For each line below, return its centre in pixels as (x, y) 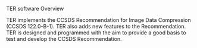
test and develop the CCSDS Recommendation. (64, 39)
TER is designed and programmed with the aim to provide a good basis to (96, 33)
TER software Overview (35, 9)
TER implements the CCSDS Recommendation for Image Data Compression (99, 20)
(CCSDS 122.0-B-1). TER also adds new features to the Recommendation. (96, 26)
